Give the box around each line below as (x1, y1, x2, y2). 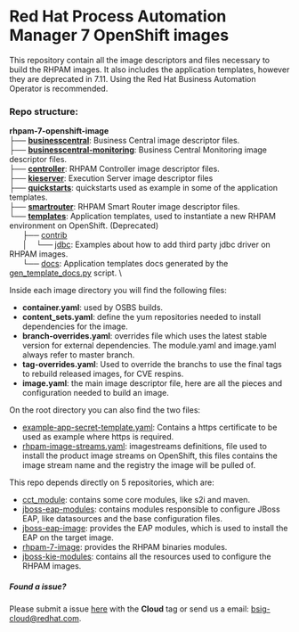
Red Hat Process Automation (9, 6, 227, 27)
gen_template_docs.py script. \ (9, 267, 122, 278)
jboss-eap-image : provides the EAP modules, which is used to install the (21, 523, 288, 534)
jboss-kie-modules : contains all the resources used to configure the (21, 551, 271, 562)
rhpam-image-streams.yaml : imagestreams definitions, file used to (21, 441, 267, 452)
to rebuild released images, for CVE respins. (21, 368, 184, 380)
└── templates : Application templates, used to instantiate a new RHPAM (9, 211, 276, 222)
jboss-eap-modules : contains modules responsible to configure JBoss (21, 504, 280, 514)
